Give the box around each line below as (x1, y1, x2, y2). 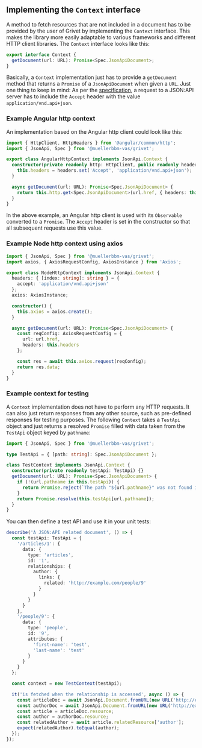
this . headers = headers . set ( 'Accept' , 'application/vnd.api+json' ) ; (17, 168, 192, 174)
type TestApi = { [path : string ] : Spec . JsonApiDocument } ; (6, 451, 158, 457)
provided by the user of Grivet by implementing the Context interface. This (6, 27, 191, 34)
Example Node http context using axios (6, 239, 123, 248)
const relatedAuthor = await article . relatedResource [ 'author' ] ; (17, 720, 185, 726)
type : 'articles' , (28, 552, 74, 558)
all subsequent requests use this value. (6, 224, 103, 231)
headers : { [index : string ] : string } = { (11, 275, 120, 281)
